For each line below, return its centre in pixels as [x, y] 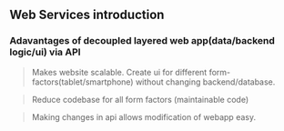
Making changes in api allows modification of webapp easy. [144, 116]
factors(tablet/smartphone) [82, 82]
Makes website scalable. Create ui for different [119, 72]
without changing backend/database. [205, 82]
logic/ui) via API [45, 52]
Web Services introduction [87, 15]
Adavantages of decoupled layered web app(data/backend [142, 41]
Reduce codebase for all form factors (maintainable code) [140, 99]
